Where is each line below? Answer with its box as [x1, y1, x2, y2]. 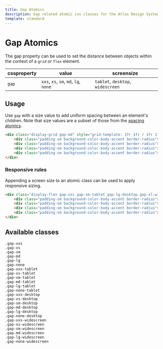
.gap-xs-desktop [5, 296, 38, 301]
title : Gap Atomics [5, 7, 45, 12]
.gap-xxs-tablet [5, 266, 38, 272]
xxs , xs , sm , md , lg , [41, 78, 81, 85]
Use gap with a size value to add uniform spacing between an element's [5, 112, 148, 118]
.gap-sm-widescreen [5, 326, 45, 331]
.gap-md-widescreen [5, 331, 45, 335]
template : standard [5, 16, 45, 21]
